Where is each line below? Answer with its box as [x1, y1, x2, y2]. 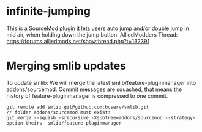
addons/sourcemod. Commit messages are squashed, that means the [6, 86, 182, 93]
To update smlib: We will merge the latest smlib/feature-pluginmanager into [6, 79, 196, 86]
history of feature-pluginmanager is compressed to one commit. [6, 92, 168, 99]
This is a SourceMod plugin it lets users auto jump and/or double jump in [6, 24, 190, 32]
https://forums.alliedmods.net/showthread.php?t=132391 [6, 37, 150, 45]
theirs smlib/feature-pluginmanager [25, 120, 122, 126]
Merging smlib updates [6, 59, 127, 73]
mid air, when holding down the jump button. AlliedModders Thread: [6, 31, 178, 38]
